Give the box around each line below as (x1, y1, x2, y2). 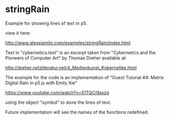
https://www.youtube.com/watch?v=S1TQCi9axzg (5, 89, 110, 95)
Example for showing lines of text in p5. (5, 20, 88, 26)
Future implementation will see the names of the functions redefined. (5, 109, 149, 115)
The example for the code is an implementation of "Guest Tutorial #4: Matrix (5, 74, 164, 80)
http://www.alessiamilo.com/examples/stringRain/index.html (5, 39, 131, 46)
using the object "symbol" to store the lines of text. (5, 99, 111, 105)
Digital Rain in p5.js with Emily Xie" (5, 80, 77, 86)
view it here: (5, 30, 31, 36)
